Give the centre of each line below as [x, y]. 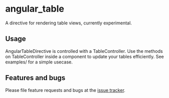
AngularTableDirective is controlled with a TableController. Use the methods [84, 51]
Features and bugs [35, 78]
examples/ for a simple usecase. [39, 62]
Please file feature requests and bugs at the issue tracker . [65, 90]
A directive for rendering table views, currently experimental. [69, 23]
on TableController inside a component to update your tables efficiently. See [85, 56]
